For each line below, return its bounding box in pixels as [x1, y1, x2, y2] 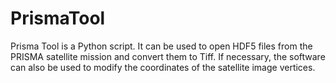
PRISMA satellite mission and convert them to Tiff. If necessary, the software [10, 50, 326, 62]
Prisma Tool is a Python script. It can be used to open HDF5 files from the [10, 40, 313, 52]
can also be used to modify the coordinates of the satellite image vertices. [10, 61, 316, 73]
